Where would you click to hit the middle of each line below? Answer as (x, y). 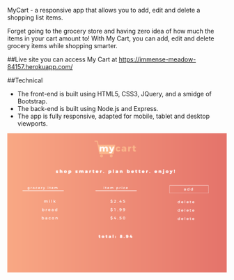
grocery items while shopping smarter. (63, 46)
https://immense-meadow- (157, 59)
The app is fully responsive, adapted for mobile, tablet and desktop (114, 116)
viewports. (32, 124)
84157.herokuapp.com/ (40, 67)
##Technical (25, 80)
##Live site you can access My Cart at (62, 59)
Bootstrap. (32, 101)
